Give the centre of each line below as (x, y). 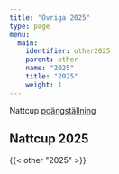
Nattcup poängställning (53, 110)
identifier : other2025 (68, 51)
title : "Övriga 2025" (50, 18)
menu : (19, 34)
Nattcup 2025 (49, 139)
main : (28, 43)
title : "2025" (52, 77)
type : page (30, 26)
